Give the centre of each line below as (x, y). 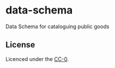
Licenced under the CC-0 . (37, 59)
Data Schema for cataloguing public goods (57, 26)
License (20, 45)
